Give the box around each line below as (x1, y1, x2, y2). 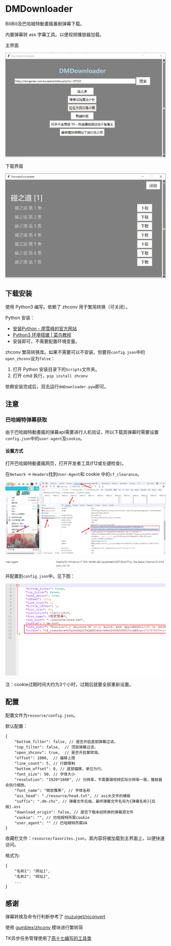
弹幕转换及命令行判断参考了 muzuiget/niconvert (5, 913, 106, 920)
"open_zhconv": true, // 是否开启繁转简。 (14, 750, 102, 755)
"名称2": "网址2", (14, 874, 50, 879)
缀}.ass (5, 804, 21, 809)
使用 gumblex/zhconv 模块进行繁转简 (5, 925, 83, 931)
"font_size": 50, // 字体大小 (14, 772, 75, 777)
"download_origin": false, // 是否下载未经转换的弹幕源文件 (14, 809, 134, 814)
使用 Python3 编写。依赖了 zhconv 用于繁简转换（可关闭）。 (5, 304, 131, 310)
